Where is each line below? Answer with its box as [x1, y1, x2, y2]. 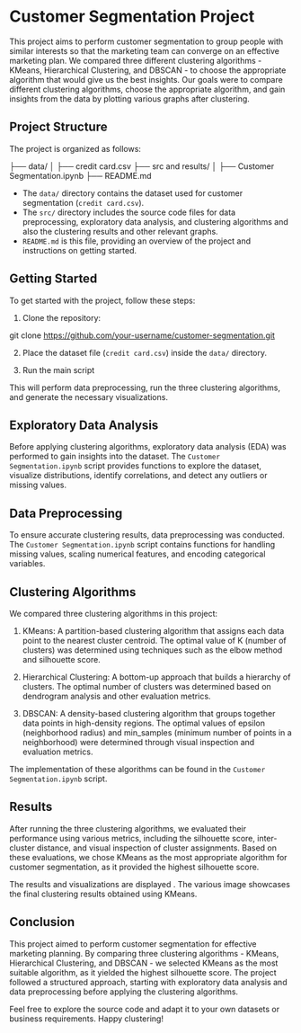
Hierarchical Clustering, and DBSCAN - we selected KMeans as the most [9, 957, 279, 968]
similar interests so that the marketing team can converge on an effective [9, 45, 280, 56]
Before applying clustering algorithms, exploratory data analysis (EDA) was [9, 441, 287, 452]
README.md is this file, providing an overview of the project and [22, 236, 252, 246]
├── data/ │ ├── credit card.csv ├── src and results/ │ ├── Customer [9, 160, 275, 172]
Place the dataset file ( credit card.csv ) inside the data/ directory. [22, 347, 268, 358]
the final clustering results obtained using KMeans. [9, 888, 198, 899]
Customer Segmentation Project [9, 6, 255, 27]
